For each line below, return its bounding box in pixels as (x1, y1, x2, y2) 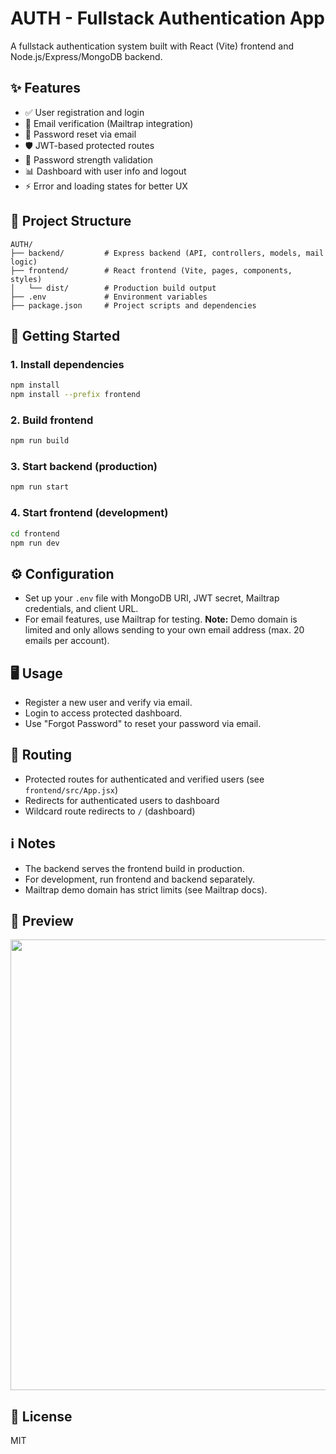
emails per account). (24, 635, 110, 647)
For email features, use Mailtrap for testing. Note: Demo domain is (24, 613, 298, 626)
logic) (10, 257, 38, 267)
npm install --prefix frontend (10, 390, 141, 400)
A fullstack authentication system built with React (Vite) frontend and (10, 40, 295, 52)
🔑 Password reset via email (24, 128, 137, 140)
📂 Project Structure (10, 213, 132, 230)
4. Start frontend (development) (10, 506, 169, 520)
